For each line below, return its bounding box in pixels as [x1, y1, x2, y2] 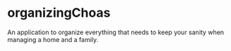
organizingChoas [7, 5, 111, 21]
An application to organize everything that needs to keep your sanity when [7, 28, 225, 36]
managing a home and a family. [7, 35, 99, 43]
